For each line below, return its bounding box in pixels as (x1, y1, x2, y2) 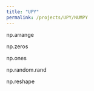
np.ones (6, 54, 27, 61)
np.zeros (6, 43, 29, 50)
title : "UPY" (6, 8, 39, 15)
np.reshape (6, 78, 35, 85)
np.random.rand (6, 66, 47, 73)
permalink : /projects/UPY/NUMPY (6, 14, 88, 20)
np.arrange (6, 31, 35, 38)
